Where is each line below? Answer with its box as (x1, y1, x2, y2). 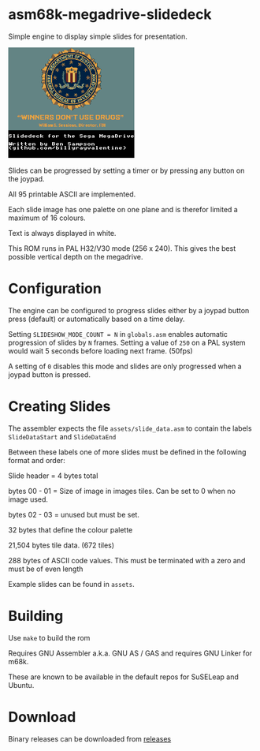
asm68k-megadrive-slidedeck (8, 6, 212, 24)
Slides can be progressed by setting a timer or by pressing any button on (8, 166, 245, 175)
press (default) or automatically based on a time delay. (8, 314, 185, 323)
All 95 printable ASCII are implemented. (8, 189, 136, 199)
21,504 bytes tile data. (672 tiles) (8, 540, 115, 550)
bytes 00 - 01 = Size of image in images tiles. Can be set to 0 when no (8, 486, 236, 495)
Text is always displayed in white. (8, 228, 117, 237)
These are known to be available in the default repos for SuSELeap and (8, 672, 239, 682)
